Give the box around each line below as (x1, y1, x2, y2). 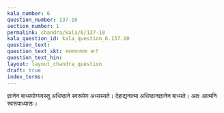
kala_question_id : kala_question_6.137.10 (7, 35, 130, 42)
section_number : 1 (7, 22, 59, 29)
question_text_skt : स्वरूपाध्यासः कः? (7, 48, 99, 55)
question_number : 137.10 (7, 16, 78, 23)
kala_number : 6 (7, 10, 51, 17)
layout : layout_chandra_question (7, 61, 102, 67)
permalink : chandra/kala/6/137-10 (7, 29, 106, 36)
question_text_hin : (7, 54, 63, 61)
